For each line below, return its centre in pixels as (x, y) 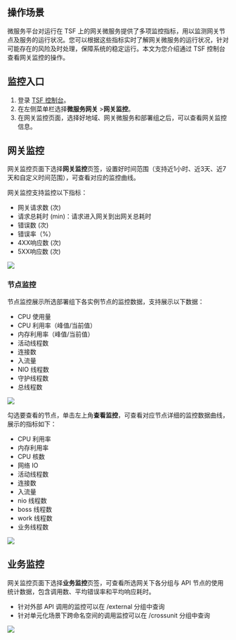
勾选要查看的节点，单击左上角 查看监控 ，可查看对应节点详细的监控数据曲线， (118, 415)
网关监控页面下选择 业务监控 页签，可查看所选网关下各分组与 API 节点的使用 (116, 582)
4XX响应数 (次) (39, 243)
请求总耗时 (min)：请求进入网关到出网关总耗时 (84, 216)
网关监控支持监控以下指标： (47, 193)
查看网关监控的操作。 (38, 57)
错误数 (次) (33, 225)
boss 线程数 (35, 509)
